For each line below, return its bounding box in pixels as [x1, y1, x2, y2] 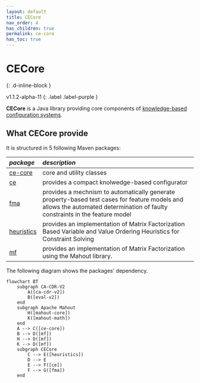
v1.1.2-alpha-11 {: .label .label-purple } [6, 93, 98, 100]
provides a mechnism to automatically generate [42, 188, 176, 196]
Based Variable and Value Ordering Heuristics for [42, 227, 180, 235]
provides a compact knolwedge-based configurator [42, 178, 188, 186]
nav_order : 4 [6, 20, 39, 26]
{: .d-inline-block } [6, 82, 52, 89]
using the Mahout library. [42, 251, 112, 260]
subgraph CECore [17, 346, 58, 352]
